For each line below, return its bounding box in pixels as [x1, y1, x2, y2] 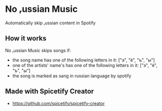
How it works [5, 34, 47, 43]
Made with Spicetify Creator [5, 87, 94, 96]
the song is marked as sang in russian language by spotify [12, 73, 131, 79]
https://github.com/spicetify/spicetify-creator [12, 100, 105, 106]
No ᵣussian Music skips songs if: [5, 47, 71, 53]
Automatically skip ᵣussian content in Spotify [5, 20, 96, 26]
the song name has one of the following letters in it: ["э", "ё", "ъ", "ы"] [12, 57, 155, 63]
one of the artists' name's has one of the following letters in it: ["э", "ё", [12, 62, 158, 68]
